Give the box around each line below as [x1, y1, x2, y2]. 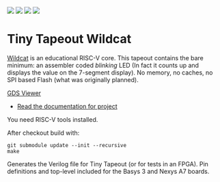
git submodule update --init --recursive [7, 142, 127, 148]
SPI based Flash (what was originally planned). [7, 75, 139, 83]
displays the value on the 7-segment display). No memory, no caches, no [7, 68, 213, 77]
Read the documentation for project [16, 102, 118, 110]
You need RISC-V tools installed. [7, 115, 98, 123]
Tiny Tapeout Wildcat [7, 31, 132, 47]
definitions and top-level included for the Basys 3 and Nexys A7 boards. [7, 167, 210, 175]
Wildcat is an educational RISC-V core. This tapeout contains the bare [7, 53, 204, 62]
